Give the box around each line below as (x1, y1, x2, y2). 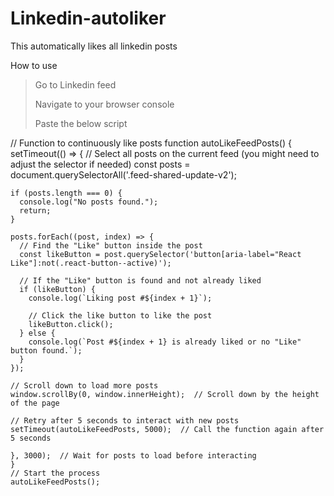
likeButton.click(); (28, 319, 114, 329)
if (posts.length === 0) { (10, 188, 123, 198)
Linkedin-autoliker (10, 7, 167, 30)
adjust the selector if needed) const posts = (10, 158, 191, 170)
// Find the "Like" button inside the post (19, 240, 203, 251)
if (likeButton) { (19, 284, 97, 294)
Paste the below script (34, 117, 128, 129)
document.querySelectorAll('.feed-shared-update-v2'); (10, 168, 237, 181)
